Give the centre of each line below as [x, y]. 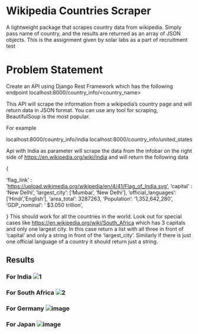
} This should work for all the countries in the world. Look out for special [94, 216]
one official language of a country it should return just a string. [82, 241]
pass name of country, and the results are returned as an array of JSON [93, 33]
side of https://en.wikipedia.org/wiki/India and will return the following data [97, 157]
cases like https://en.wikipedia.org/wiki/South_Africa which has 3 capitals [96, 222]
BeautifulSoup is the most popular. [48, 116]
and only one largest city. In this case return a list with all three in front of [95, 229]
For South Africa [30, 293]
